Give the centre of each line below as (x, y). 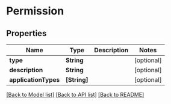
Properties (26, 33)
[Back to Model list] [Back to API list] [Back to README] (75, 95)
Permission (35, 11)
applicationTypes (35, 80)
